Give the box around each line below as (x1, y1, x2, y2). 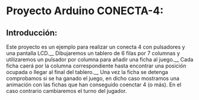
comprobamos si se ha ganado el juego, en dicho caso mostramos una (6, 75, 180, 82)
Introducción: (6, 28, 58, 38)
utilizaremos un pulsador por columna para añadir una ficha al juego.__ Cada (6, 56, 194, 63)
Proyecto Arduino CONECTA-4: (6, 4, 164, 18)
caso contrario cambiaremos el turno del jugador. (6, 88, 127, 94)
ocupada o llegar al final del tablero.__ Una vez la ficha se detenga (6, 69, 168, 75)
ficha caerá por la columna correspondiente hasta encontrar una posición (6, 62, 187, 69)
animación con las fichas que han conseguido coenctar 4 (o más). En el (6, 81, 182, 88)
